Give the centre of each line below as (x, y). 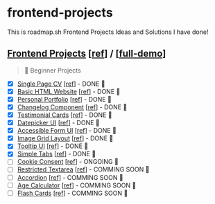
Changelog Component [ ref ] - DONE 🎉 (72, 107)
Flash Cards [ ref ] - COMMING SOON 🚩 (72, 193)
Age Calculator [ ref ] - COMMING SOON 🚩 (77, 185)
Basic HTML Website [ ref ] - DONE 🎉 (69, 91)
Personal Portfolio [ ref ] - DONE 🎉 (64, 99)
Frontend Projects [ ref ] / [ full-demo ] (87, 54)
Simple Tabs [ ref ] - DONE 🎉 (57, 154)
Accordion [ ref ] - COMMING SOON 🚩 (70, 177)
